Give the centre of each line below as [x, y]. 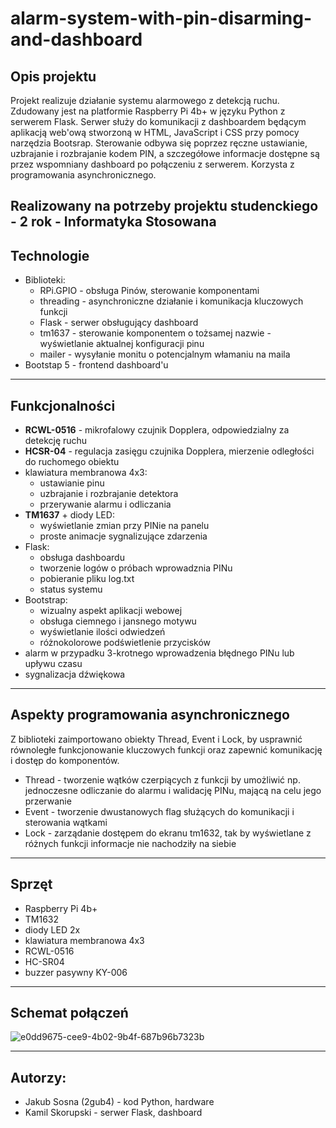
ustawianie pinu [72, 483]
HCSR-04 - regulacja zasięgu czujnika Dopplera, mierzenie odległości [169, 451]
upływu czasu [53, 664]
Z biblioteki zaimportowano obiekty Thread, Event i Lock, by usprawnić [156, 739]
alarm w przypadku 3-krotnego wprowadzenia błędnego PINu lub [159, 653]
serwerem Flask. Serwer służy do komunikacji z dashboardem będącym [158, 121]
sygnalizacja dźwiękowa [75, 674]
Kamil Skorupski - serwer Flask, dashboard [113, 1113]
